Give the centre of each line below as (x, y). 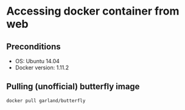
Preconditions (33, 46)
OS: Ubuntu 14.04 (37, 61)
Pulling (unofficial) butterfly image (73, 87)
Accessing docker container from (93, 11)
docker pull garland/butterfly (46, 101)
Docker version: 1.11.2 (42, 67)
